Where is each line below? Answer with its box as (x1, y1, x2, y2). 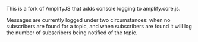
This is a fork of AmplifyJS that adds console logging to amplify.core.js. (6, 5, 181, 12)
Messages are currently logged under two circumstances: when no (6, 17, 171, 23)
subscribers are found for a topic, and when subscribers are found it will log (6, 23, 192, 30)
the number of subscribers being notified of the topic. (6, 29, 138, 36)
